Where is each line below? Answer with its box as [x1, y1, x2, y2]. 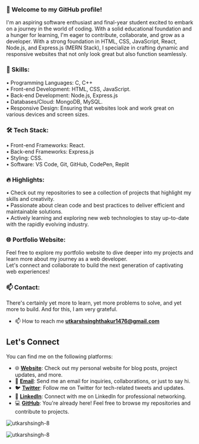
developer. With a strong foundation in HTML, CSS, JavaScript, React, [6, 38, 177, 45]
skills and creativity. [6, 195, 55, 203]
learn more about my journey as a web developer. [6, 256, 128, 263]
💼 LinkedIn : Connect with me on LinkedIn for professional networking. [14, 393, 187, 400]
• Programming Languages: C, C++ [6, 79, 93, 86]
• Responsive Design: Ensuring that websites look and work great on [6, 104, 174, 111]
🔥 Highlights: [6, 175, 45, 184]
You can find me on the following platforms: [6, 353, 113, 360]
